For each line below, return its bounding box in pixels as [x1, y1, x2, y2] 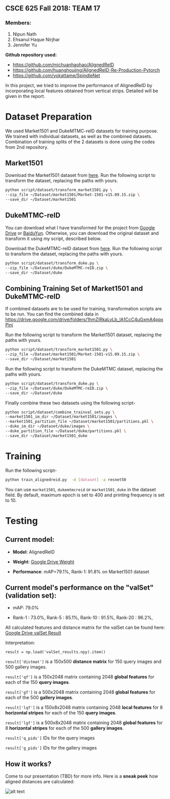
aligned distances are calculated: [5, 779, 75, 785]
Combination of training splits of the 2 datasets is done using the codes [5, 139, 155, 145]
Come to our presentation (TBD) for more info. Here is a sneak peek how [5, 773, 159, 779]
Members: [5, 19, 32, 26]
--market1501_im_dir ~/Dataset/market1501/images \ [5, 414, 117, 419]
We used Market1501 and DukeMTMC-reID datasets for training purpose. [5, 127, 158, 134]
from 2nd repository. [5, 144, 48, 150]
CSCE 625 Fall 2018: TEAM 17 [5, 4, 101, 13]
